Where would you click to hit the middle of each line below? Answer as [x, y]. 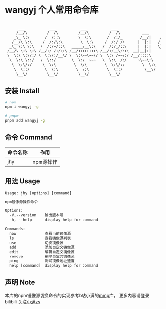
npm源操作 [45, 162]
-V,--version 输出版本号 [37, 215]
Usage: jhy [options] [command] [38, 193]
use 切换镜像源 [37, 243]
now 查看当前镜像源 [40, 233]
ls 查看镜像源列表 [40, 238]
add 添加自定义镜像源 [42, 247]
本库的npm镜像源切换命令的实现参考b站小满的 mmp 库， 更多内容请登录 [77, 295]
